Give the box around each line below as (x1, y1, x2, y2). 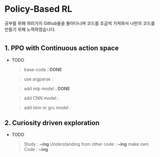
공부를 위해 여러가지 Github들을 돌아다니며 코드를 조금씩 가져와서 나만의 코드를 (4, 20, 155, 26)
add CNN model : (23, 95, 59, 101)
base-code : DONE (23, 66, 62, 72)
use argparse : (23, 76, 53, 82)
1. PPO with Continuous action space (4, 44, 119, 52)
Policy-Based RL (4, 3, 72, 15)
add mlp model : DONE (23, 85, 70, 91)
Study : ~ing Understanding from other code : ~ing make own (23, 141, 149, 147)
